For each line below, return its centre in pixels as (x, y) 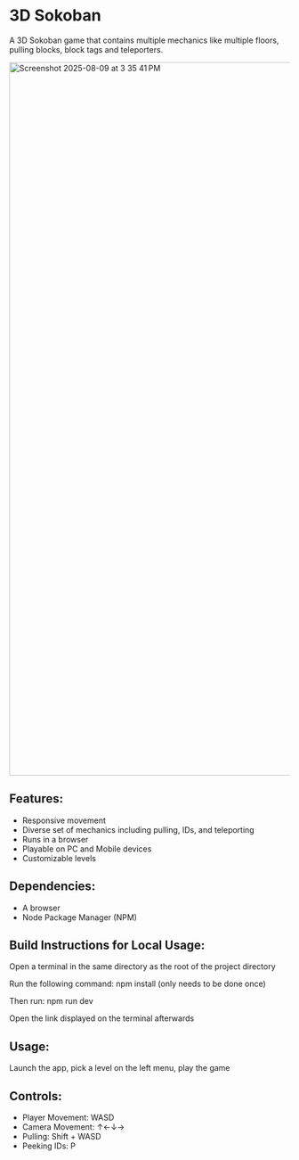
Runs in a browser (55, 839)
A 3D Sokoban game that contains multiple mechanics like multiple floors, (144, 40)
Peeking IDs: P (49, 1146)
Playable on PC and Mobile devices (87, 849)
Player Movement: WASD (68, 1117)
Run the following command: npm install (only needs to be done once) (138, 984)
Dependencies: (53, 887)
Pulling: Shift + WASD (61, 1136)
